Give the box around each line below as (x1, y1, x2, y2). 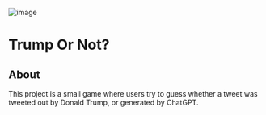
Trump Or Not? (8, 36, 110, 54)
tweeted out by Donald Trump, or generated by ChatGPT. (8, 97, 199, 107)
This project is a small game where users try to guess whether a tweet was (8, 89, 258, 98)
